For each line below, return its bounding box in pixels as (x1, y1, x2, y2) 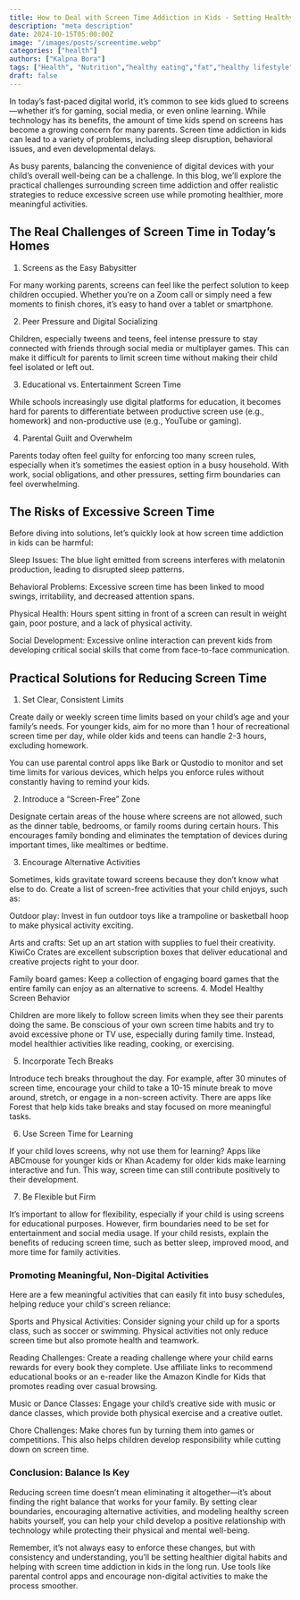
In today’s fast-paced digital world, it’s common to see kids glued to (9, 96, 258, 106)
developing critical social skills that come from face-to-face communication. (9, 644, 290, 655)
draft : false (9, 72, 58, 80)
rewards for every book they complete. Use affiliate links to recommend (9, 1362, 273, 1373)
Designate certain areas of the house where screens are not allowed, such (9, 811, 283, 822)
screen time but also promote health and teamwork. (9, 1335, 199, 1346)
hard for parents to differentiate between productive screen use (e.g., (9, 406, 265, 417)
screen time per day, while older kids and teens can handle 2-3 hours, (9, 730, 267, 742)
